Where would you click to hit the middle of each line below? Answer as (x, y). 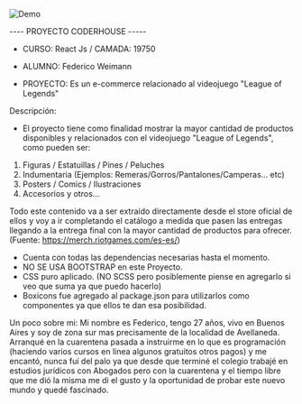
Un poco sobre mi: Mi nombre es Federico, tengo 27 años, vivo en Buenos (147, 323)
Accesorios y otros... (61, 193)
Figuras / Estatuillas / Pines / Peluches (93, 165)
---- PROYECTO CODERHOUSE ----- (78, 31)
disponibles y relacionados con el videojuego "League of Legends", (148, 138)
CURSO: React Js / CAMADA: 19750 (89, 49)
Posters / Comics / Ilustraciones (82, 184)
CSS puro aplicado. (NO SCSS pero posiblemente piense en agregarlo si (156, 276)
